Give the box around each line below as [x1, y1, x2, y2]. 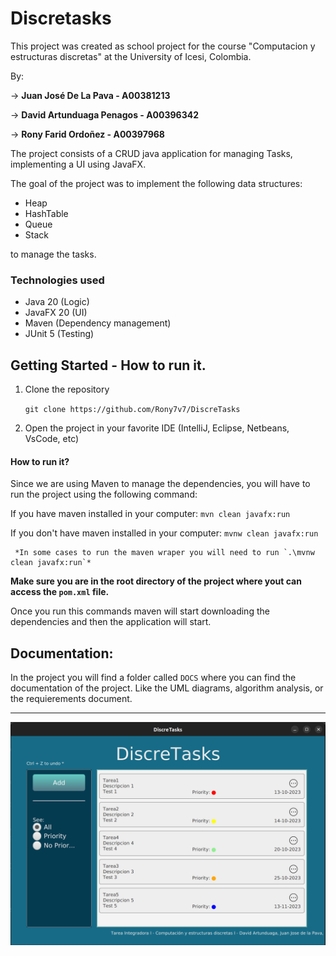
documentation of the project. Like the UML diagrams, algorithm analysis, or [10, 682, 324, 694]
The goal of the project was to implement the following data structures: [10, 177, 303, 189]
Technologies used [10, 273, 105, 287]
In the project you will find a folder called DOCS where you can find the [10, 672, 297, 684]
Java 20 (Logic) [24, 296, 90, 308]
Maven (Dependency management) [24, 317, 172, 329]
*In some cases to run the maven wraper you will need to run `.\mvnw [14, 548, 315, 558]
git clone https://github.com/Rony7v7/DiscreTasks [24, 405, 241, 415]
